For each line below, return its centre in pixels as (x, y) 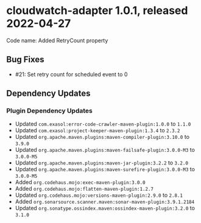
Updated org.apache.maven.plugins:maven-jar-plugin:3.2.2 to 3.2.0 (102, 163)
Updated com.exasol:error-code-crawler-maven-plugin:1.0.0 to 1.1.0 (103, 124)
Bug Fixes (25, 59)
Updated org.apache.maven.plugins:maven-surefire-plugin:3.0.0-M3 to (105, 169)
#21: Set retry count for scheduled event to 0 (71, 74)
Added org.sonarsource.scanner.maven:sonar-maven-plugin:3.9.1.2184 (105, 202)
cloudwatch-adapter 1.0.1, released (97, 11)
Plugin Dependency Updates (49, 111)
